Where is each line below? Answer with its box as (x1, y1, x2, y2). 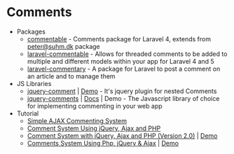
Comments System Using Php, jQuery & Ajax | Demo (27, 139, 179, 147)
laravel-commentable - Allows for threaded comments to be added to (27, 50, 228, 58)
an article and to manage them (27, 71, 116, 80)
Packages (16, 27, 46, 36)
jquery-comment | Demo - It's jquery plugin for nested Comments (27, 87, 217, 95)
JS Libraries (16, 79, 52, 87)
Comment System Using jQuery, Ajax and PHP (27, 124, 161, 132)
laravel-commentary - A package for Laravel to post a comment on (27, 64, 221, 73)
